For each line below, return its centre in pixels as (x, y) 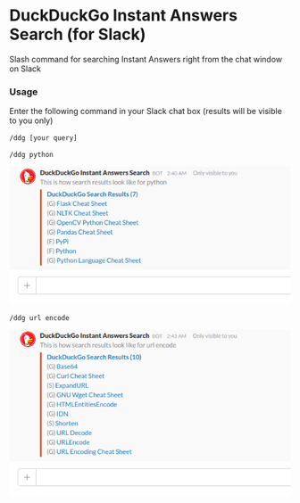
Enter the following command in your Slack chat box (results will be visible (146, 111)
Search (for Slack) (78, 34)
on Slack (25, 69)
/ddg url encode (39, 318)
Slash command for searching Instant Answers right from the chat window (146, 59)
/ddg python (31, 155)
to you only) (31, 120)
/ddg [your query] (43, 138)
